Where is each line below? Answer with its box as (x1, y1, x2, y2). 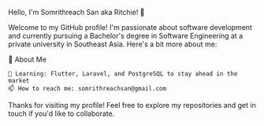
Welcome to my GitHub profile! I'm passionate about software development (8, 23, 252, 31)
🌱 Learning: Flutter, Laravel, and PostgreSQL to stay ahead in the (8, 70, 238, 78)
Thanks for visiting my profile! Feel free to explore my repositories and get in (8, 101, 256, 109)
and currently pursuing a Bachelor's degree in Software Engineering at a (8, 31, 244, 40)
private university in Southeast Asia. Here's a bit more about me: (8, 39, 218, 49)
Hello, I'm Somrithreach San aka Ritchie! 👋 (8, 8, 145, 17)
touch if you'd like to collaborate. (8, 109, 115, 118)
